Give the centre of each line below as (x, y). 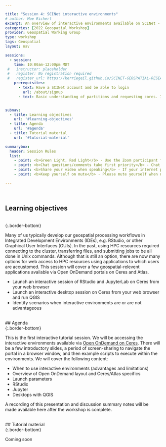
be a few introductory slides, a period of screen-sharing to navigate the (78, 348)
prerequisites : (30, 83)
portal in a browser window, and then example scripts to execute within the (82, 353)
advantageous (27, 308)
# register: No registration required (49, 74)
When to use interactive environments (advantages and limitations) (81, 368)
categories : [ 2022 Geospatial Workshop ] (47, 28)
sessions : (15, 55)
